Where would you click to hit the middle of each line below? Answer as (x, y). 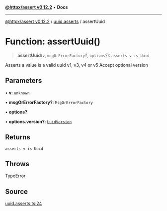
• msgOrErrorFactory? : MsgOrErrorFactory (49, 102)
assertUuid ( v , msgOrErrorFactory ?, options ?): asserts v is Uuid (83, 55)
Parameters (24, 81)
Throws (17, 164)
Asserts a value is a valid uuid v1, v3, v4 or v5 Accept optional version (77, 65)
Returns (18, 137)
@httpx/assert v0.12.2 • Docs (37, 7)
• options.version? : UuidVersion (39, 121)
